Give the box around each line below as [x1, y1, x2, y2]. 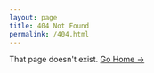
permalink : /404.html [9, 29, 90, 38]
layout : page [9, 12, 58, 22]
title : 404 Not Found [9, 21, 90, 30]
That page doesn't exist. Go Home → [9, 54, 145, 65]
